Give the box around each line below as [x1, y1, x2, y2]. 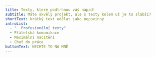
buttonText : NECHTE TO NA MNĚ [5, 44, 69, 49]
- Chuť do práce [10, 40, 44, 45]
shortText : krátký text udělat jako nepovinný [5, 16, 104, 21]
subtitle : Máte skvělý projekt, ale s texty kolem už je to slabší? [5, 12, 151, 17]
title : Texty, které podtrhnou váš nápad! [5, 7, 95, 12]
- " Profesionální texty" [10, 26, 66, 31]
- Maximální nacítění [10, 35, 55, 40]
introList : [5, 21, 28, 26]
